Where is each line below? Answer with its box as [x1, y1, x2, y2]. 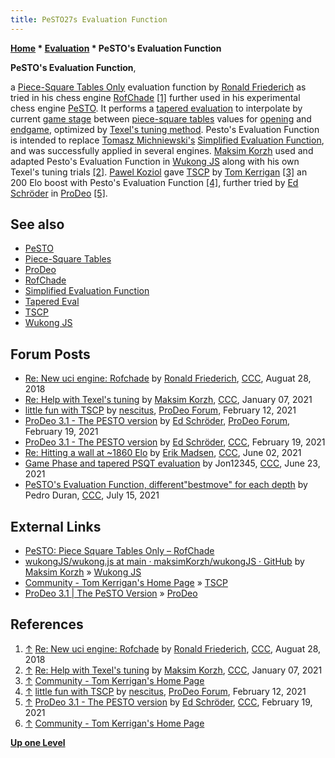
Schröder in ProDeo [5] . [10, 187, 108, 199]
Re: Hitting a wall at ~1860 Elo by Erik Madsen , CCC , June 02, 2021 [24, 447, 302, 459]
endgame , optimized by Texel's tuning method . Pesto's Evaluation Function [10, 123, 320, 135]
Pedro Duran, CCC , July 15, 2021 [24, 489, 160, 501]
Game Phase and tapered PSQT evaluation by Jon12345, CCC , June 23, [24, 457, 321, 470]
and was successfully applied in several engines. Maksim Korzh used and [10, 144, 314, 156]
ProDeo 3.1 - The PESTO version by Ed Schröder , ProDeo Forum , [24, 415, 291, 427]
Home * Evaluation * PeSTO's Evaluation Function [10, 42, 222, 54]
